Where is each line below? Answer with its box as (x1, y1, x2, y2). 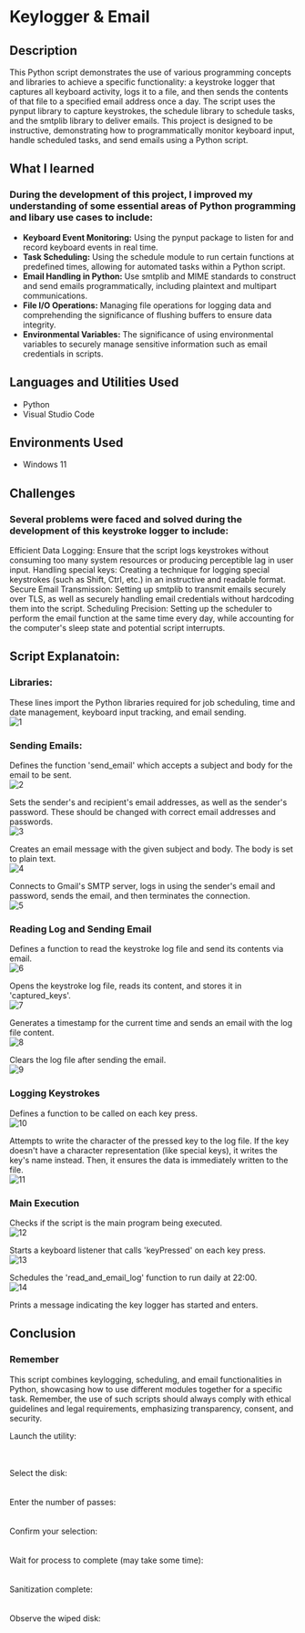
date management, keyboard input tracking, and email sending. (9, 707, 247, 718)
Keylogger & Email (9, 6, 150, 27)
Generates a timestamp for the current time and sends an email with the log (9, 1018, 293, 1028)
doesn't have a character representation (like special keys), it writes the (9, 1144, 278, 1155)
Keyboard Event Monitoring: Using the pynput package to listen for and (22, 232, 294, 243)
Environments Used (9, 435, 124, 450)
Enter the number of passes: (9, 1496, 117, 1507)
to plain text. (9, 853, 56, 863)
